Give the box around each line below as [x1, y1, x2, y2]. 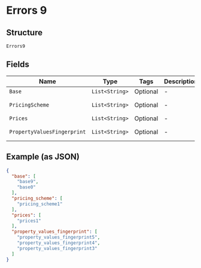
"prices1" [17, 218, 42, 224]
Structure [6, 28, 43, 38]
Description [163, 77, 199, 86]
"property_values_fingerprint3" [17, 245, 98, 251]
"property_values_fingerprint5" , [17, 234, 100, 240]
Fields [6, 59, 30, 69]
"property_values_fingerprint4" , [17, 240, 100, 246]
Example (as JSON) [6, 152, 80, 162]
